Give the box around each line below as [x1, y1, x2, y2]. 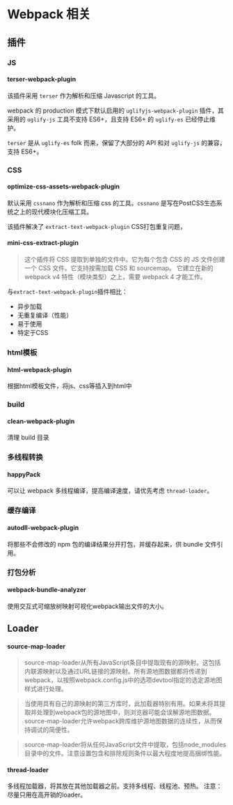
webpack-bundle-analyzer [7, 586, 86, 594]
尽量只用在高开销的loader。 [7, 790, 87, 799]
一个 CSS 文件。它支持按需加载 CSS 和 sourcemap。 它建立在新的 [24, 264, 214, 272]
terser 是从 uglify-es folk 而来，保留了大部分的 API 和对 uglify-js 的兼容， [7, 138, 226, 147]
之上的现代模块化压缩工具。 [13, 207, 93, 216]
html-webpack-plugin [7, 365, 72, 374]
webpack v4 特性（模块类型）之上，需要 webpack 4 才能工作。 [24, 273, 207, 281]
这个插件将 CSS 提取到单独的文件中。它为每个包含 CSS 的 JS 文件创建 [24, 256, 225, 264]
